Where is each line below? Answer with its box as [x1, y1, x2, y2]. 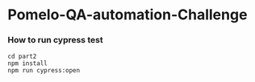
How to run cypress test [7, 35, 103, 46]
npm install [7, 59, 48, 68]
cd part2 [7, 52, 37, 61]
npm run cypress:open [7, 67, 81, 75]
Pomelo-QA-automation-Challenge [7, 6, 248, 24]
